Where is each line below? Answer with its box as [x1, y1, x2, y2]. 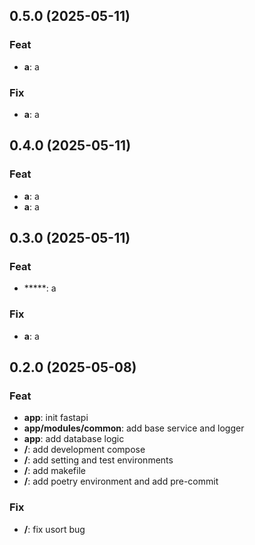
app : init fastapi [23, 412, 89, 424]
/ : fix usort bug [23, 523, 86, 535]
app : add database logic [23, 433, 125, 445]
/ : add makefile [23, 465, 86, 477]
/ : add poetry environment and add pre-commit [23, 475, 219, 488]
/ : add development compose [23, 444, 146, 456]
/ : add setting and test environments [23, 454, 174, 466]
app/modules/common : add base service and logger [23, 422, 245, 434]
